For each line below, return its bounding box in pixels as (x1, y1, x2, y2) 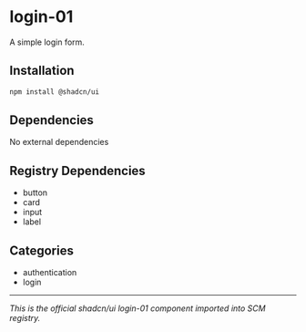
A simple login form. (9, 36, 85, 47)
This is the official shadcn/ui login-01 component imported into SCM (9, 303, 266, 314)
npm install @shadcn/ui (9, 87, 100, 97)
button (22, 187, 48, 198)
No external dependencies (9, 137, 109, 148)
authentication (22, 267, 77, 278)
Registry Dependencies (9, 162, 146, 179)
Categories (9, 243, 75, 258)
